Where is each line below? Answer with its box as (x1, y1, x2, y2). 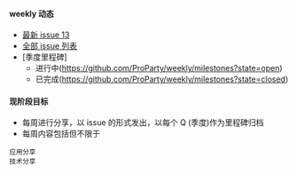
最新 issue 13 (21, 29, 70, 40)
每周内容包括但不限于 (21, 129, 100, 139)
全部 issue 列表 (21, 41, 78, 51)
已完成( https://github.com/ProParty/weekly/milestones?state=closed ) (35, 74, 289, 84)
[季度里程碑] (21, 51, 68, 62)
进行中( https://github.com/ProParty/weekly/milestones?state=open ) (35, 63, 283, 74)
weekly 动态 (9, 8, 55, 19)
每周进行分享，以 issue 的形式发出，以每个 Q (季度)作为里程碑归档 (21, 117, 264, 128)
